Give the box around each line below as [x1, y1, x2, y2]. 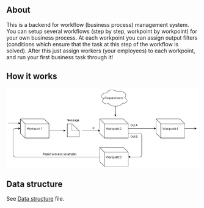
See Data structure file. [6, 195, 65, 203]
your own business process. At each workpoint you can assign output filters [6, 34, 198, 41]
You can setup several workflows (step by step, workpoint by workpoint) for [6, 27, 197, 35]
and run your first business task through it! [6, 53, 114, 60]
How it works [6, 71, 57, 82]
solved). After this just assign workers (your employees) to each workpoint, [6, 47, 195, 54]
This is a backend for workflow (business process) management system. [6, 21, 189, 28]
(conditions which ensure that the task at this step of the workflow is [6, 40, 179, 48]
